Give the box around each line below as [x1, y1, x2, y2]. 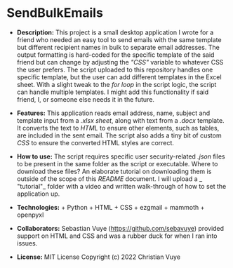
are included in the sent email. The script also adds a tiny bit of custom [16, 131, 222, 140]
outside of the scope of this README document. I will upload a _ [16, 174, 203, 183]
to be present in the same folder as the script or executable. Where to [16, 159, 218, 168]
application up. [16, 189, 60, 198]
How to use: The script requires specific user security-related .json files [16, 152, 225, 161]
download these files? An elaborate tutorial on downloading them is [16, 167, 212, 175]
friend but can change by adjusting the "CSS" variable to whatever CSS [16, 58, 224, 66]
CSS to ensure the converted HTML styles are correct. [16, 138, 175, 147]
